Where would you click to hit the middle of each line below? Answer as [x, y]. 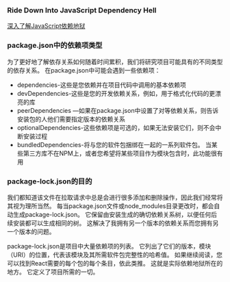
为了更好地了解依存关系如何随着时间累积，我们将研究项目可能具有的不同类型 [115, 62]
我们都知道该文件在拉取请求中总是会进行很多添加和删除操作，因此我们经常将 [115, 197]
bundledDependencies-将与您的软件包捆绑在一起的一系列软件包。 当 [114, 144]
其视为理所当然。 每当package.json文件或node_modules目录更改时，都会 [111, 206]
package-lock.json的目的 [50, 181]
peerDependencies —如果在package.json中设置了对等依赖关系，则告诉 [118, 110]
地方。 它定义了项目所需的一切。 [53, 272]
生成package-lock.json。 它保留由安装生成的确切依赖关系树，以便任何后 [115, 214]
